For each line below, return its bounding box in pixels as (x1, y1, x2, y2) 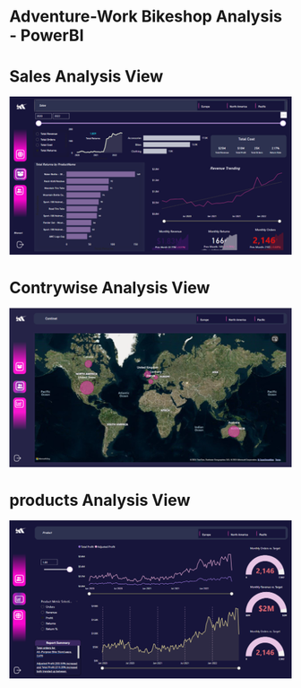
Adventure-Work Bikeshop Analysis (9, 6, 282, 27)
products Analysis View (9, 490, 191, 510)
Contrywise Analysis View (9, 277, 211, 298)
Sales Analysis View (9, 66, 164, 87)
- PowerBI (9, 25, 84, 46)
